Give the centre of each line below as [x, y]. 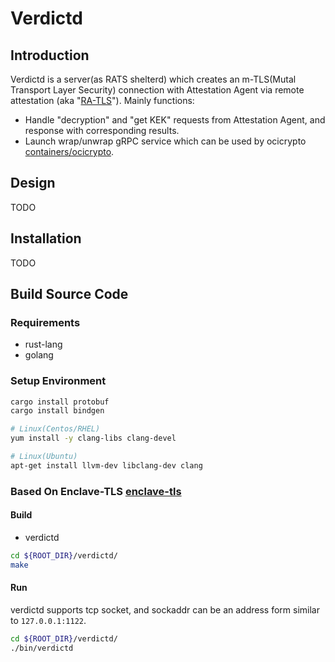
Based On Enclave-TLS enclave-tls [96, 491]
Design [33, 183]
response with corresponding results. [102, 130]
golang [39, 355]
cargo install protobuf [60, 402]
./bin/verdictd [42, 648]
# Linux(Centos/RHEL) [55, 429]
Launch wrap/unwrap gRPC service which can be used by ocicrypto [165, 141]
